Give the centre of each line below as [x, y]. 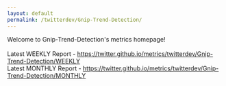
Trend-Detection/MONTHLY [47, 75]
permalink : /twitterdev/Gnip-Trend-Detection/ [75, 20]
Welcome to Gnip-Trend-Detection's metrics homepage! [86, 39]
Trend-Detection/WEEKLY [44, 61]
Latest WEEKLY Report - [41, 54]
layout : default [30, 13]
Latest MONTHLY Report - [44, 68]
